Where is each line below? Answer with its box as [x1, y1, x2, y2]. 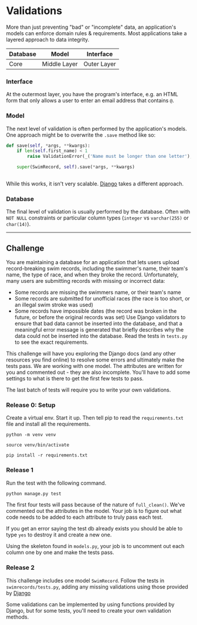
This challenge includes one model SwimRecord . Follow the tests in [6, 577, 165, 584]
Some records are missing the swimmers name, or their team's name [14, 289, 181, 296]
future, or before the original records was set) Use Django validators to [14, 314, 186, 321]
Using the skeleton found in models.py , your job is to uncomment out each [6, 543, 185, 550]
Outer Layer [83, 60, 116, 68]
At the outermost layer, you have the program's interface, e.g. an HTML [6, 91, 179, 98]
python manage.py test [6, 491, 62, 496]
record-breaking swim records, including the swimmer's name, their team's [6, 265, 188, 272]
